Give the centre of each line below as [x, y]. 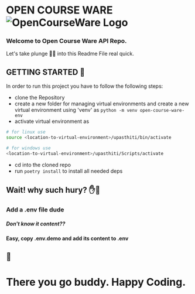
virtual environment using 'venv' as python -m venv [76, 110]
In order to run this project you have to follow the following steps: [85, 86]
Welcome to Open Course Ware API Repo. [66, 41]
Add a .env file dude [35, 210]
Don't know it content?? [36, 224]
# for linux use [26, 132]
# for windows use [28, 148]
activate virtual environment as [52, 121]
